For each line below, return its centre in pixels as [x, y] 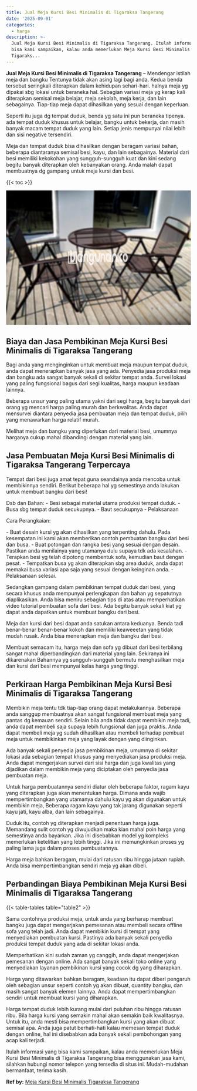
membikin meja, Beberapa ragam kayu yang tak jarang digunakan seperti [94, 805]
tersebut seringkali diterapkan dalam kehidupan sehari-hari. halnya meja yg [97, 86]
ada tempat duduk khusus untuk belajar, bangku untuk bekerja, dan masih [95, 122]
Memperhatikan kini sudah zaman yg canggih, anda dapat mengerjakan [93, 955]
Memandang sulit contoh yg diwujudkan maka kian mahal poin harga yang [96, 829]
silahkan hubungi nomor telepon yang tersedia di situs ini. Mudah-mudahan [97, 1064]
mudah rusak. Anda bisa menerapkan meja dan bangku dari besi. [84, 636]
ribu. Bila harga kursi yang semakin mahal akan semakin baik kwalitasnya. [95, 1015]
